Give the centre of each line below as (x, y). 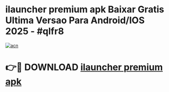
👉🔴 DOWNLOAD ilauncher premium (84, 67)
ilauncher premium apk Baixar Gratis (85, 10)
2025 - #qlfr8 (35, 31)
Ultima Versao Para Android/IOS (75, 20)
